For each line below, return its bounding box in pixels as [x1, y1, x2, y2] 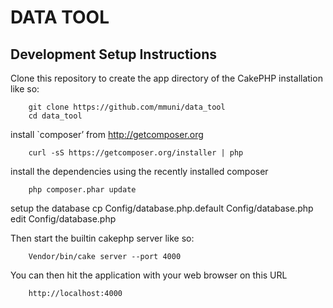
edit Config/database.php [10, 213, 117, 225]
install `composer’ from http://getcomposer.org [10, 129, 204, 140]
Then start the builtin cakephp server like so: [10, 232, 195, 244]
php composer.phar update [28, 185, 137, 195]
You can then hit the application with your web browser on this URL [10, 269, 288, 281]
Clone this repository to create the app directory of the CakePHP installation [10, 72, 323, 84]
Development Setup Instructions [10, 46, 217, 63]
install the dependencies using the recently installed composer [10, 166, 269, 177]
